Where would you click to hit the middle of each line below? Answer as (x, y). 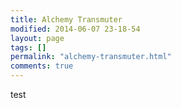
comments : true (42, 66)
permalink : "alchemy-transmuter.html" (91, 57)
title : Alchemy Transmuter (66, 19)
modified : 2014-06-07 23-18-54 (75, 29)
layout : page (37, 38)
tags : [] (28, 47)
